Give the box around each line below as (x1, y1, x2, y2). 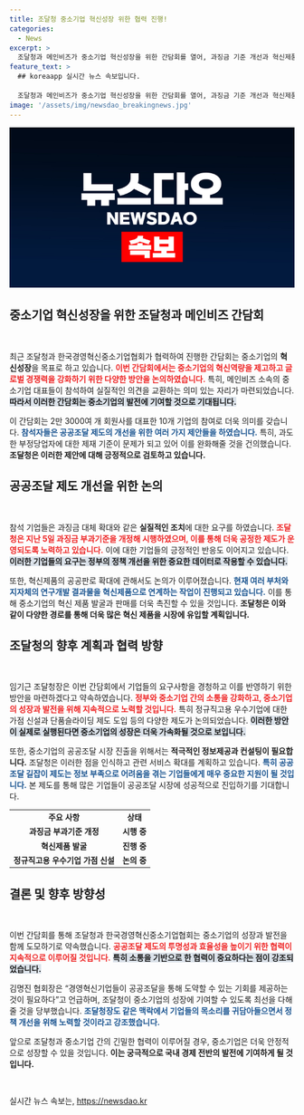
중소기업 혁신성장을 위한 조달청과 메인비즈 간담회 (9, 308, 264, 323)
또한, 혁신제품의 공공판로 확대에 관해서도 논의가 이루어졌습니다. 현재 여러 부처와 (9, 575, 290, 586)
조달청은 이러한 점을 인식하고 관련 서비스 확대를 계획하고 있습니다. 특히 (28, 757, 278, 768)
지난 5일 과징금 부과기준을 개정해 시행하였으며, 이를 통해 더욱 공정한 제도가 (25, 533, 286, 543)
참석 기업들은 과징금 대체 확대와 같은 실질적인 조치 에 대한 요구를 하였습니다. (9, 522, 274, 533)
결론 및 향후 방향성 (9, 886, 106, 901)
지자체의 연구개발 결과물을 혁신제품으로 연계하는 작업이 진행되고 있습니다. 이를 (9, 586, 283, 597)
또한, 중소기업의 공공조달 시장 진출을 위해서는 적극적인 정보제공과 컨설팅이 (9, 745, 270, 756)
